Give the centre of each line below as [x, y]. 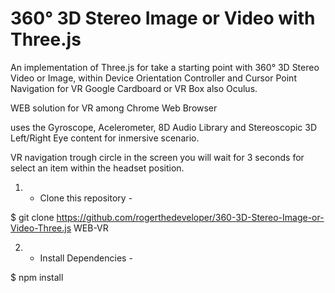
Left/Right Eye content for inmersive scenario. [105, 138]
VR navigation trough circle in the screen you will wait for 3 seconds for [157, 157]
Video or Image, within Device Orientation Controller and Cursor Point [153, 78]
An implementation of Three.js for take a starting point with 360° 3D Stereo [165, 67]
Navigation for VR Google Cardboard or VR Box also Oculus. [134, 88]
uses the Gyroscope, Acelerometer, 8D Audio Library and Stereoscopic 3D [164, 127]
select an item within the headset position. [97, 168]
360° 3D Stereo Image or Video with [163, 18]
